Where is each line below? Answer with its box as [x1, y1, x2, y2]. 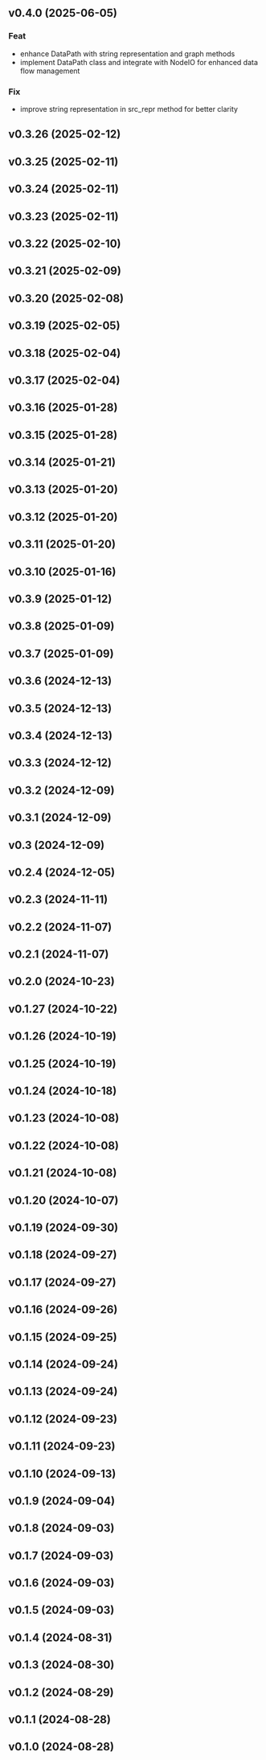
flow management [19, 66, 80, 76]
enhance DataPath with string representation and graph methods [19, 48, 235, 59]
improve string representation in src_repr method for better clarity [19, 104, 239, 113]
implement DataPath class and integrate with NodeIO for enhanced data [19, 57, 259, 67]
